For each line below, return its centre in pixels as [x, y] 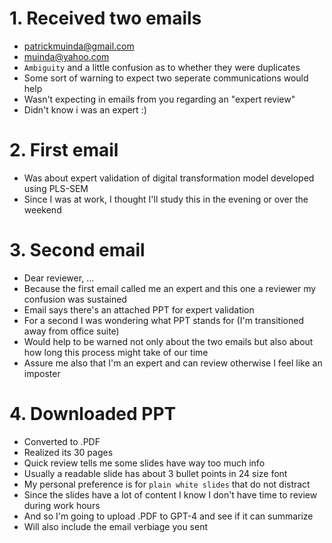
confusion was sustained [75, 299]
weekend [42, 209]
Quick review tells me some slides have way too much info [144, 463]
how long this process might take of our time [116, 352]
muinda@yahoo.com [66, 56]
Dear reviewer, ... [59, 278]
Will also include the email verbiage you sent [116, 526]
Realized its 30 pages [68, 452]
